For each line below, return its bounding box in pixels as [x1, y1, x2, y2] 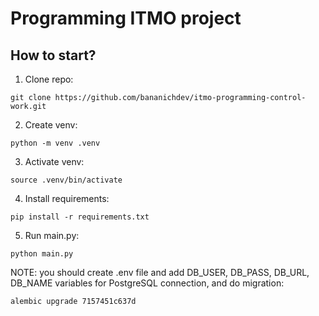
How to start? [10, 47, 97, 64]
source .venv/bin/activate [10, 175, 123, 185]
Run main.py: [24, 230, 80, 241]
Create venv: [24, 119, 78, 131]
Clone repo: [24, 73, 74, 85]
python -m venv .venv [10, 138, 101, 148]
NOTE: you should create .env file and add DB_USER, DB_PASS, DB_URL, [10, 267, 310, 278]
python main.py [10, 249, 74, 259]
